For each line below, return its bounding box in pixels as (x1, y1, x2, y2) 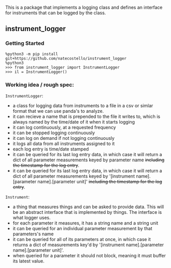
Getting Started (5, 40, 44, 47)
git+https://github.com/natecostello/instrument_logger (5, 56, 127, 61)
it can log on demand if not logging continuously (12, 135, 115, 141)
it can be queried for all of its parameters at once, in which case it (12, 236, 151, 242)
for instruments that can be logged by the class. (5, 10, 106, 16)
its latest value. (12, 258, 45, 264)
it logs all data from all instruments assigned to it (12, 140, 115, 147)
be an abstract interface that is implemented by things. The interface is (12, 209, 162, 215)
